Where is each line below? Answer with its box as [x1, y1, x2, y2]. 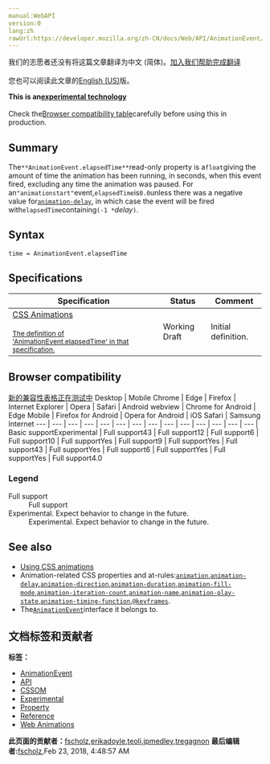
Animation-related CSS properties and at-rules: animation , [19, 570, 211, 580]
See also [8, 540, 52, 554]
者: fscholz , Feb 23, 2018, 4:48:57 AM [8, 746, 130, 756]
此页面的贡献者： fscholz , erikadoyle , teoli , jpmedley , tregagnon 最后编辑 [8, 737, 239, 746]
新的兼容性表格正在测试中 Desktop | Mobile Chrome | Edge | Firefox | [8, 392, 236, 402]
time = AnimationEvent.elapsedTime [8, 249, 128, 257]
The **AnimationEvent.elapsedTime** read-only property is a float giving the [8, 162, 256, 172]
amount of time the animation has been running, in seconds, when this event [8, 170, 262, 181]
